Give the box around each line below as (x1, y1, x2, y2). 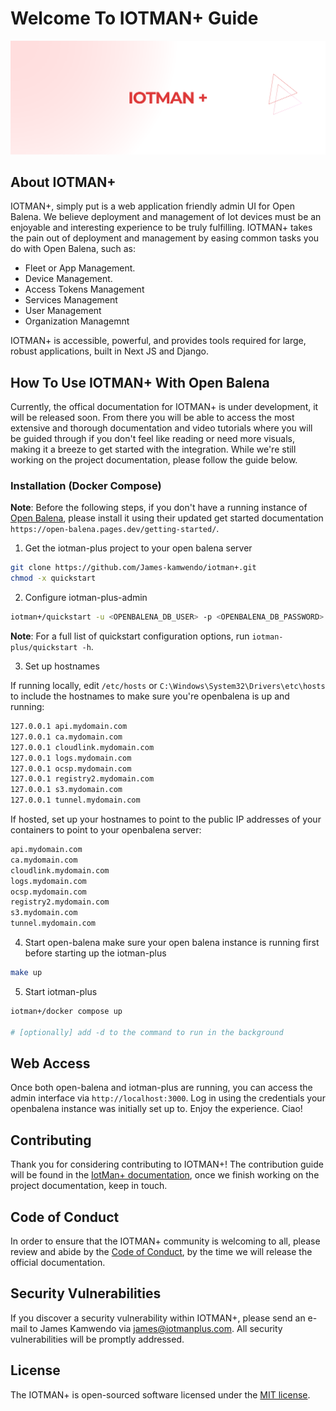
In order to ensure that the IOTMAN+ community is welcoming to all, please (10, 1235, 321, 1247)
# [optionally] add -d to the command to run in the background (10, 1027, 284, 1037)
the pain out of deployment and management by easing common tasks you (10, 232, 320, 244)
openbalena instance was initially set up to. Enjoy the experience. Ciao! (10, 1103, 303, 1115)
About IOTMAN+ (10, 173, 117, 191)
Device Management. (24, 273, 113, 285)
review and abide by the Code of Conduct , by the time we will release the (10, 1246, 313, 1258)
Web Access (10, 1055, 91, 1072)
